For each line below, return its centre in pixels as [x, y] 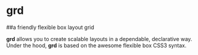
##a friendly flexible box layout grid [50, 27]
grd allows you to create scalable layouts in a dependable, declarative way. [99, 39]
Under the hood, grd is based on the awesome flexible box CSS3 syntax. [96, 45]
